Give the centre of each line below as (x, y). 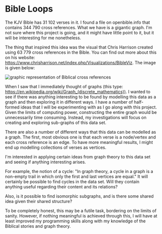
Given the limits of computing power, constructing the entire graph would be (81, 112)
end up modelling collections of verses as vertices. (56, 147)
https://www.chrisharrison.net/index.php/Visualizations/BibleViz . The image (81, 62)
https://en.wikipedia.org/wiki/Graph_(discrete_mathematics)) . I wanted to (78, 92)
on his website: (20, 57)
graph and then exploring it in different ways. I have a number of (69, 102)
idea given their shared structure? (39, 201)
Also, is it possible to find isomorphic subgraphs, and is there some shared (79, 196)
